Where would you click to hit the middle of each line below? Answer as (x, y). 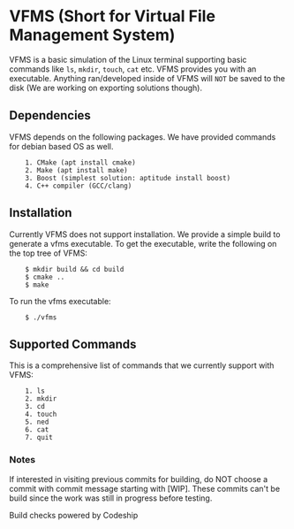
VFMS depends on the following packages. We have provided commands (143, 137)
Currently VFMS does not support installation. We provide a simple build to (145, 234)
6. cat (37, 430)
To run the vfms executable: (60, 301)
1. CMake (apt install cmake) (81, 162)
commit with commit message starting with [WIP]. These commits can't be (145, 488)
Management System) (92, 35)
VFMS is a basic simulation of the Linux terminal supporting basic (128, 59)
